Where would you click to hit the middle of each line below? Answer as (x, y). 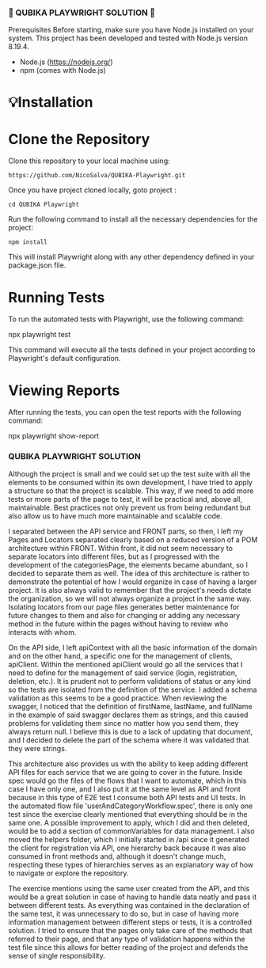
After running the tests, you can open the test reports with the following (125, 412)
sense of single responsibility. (57, 955)
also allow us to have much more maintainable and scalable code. (116, 516)
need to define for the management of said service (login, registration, (123, 673)
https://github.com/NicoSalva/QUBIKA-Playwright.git (97, 176)
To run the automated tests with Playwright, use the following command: (126, 319)
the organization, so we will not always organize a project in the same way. (130, 598)
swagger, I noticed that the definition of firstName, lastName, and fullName (131, 706)
